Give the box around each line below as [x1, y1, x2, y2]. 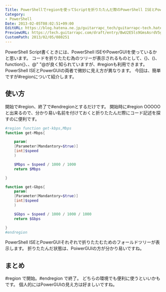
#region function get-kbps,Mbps [5, 125, 72, 131]
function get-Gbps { [5, 184, 45, 189]
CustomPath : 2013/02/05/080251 [5, 35, 70, 40]
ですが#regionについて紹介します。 [5, 74, 77, 80]
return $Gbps [14, 216, 41, 221]
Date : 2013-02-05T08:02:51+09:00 [5, 21, 74, 26]
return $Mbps [14, 167, 41, 171]
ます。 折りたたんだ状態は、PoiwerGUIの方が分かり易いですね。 [13, 246, 145, 251]
